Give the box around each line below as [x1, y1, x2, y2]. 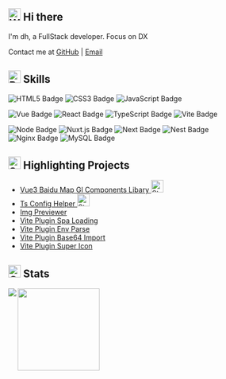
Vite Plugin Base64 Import [19, 232, 105, 243]
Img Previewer [19, 208, 67, 217]
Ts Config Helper [19, 199, 76, 209]
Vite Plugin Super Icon [19, 241, 93, 251]
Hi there [22, 10, 63, 24]
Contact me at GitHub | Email [8, 47, 103, 57]
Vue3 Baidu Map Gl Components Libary [19, 185, 150, 195]
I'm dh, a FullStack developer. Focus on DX [8, 31, 148, 41]
